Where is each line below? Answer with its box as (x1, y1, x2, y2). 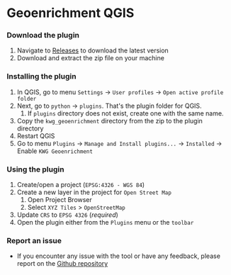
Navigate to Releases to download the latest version (16, 46, 169, 55)
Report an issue (6, 236, 62, 245)
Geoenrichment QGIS (6, 5, 135, 21)
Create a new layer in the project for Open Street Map (16, 188, 171, 196)
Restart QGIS (16, 131, 55, 140)
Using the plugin (6, 164, 64, 174)
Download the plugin (6, 30, 79, 40)
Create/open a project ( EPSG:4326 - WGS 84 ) (16, 181, 145, 189)
